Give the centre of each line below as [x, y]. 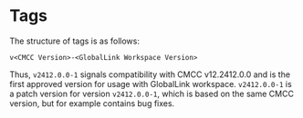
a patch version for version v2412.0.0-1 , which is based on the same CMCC [152, 93]
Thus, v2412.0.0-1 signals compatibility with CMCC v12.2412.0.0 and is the [150, 74]
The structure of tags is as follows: [74, 41]
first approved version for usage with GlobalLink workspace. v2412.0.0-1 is [151, 84]
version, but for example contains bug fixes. [92, 103]
